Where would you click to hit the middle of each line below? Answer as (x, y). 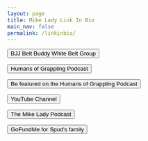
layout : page (26, 14)
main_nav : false (31, 26)
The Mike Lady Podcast (41, 114)
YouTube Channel (34, 99)
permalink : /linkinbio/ (42, 33)
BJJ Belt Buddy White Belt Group (53, 54)
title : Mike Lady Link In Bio (51, 20)
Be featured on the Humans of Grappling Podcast (74, 84)
